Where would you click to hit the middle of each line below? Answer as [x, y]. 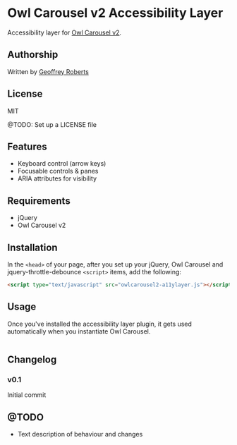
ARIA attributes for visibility [57, 178]
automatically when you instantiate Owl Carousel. [79, 331]
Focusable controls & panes [58, 171]
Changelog [32, 360]
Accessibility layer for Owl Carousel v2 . [65, 32]
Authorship [33, 55]
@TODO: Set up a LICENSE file [52, 124]
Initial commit [27, 395]
